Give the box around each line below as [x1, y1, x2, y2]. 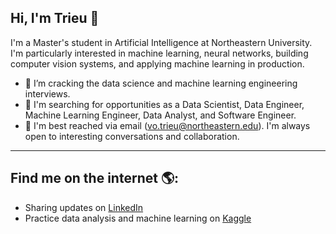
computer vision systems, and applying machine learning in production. [10, 57, 305, 70]
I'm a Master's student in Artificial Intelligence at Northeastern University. [10, 36, 313, 48]
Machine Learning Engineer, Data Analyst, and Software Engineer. [24, 109, 297, 121]
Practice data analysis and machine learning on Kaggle [24, 212, 252, 224]
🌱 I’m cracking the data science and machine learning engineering [24, 77, 298, 89]
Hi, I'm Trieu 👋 [10, 10, 100, 27]
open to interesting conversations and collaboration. [24, 130, 240, 142]
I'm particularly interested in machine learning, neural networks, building [10, 47, 309, 59]
